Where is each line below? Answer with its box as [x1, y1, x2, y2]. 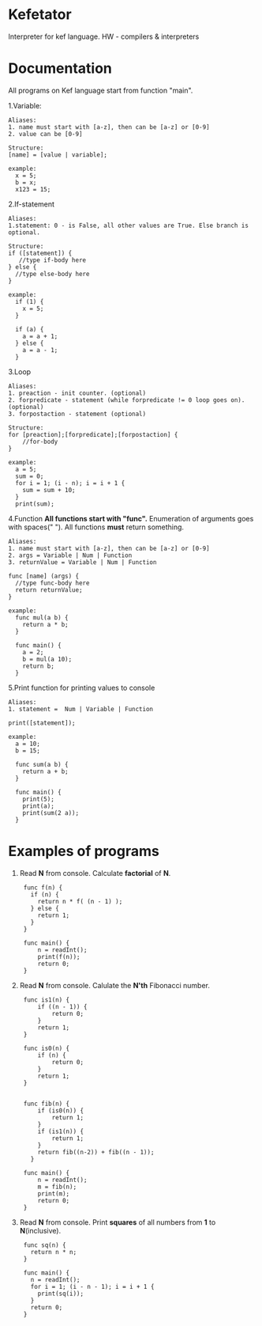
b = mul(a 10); [22, 655, 73, 663]
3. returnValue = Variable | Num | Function [8, 558, 157, 566]
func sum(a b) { [15, 760, 69, 768]
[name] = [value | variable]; [8, 150, 108, 159]
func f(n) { [23, 884, 63, 892]
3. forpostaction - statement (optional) [8, 410, 147, 418]
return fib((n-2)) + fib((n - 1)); [37, 1148, 155, 1156]
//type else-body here [15, 270, 90, 278]
